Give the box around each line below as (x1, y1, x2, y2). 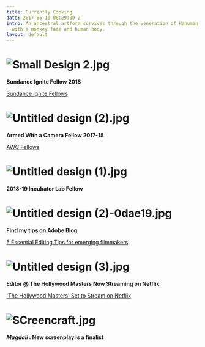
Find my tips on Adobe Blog (6, 227, 78, 234)
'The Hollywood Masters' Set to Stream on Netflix (6, 291, 132, 299)
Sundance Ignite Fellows (6, 90, 69, 98)
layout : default (6, 32, 48, 38)
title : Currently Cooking (6, 9, 72, 15)
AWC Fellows (6, 144, 40, 150)
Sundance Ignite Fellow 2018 (6, 78, 81, 86)
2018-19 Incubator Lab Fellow (6, 184, 83, 192)
